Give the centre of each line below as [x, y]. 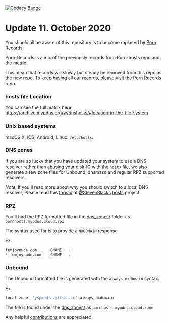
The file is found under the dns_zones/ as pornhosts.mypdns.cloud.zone [79, 308]
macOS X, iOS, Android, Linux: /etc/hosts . [49, 137]
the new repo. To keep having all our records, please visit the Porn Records [83, 78]
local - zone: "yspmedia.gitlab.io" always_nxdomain [60, 298]
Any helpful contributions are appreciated [48, 317]
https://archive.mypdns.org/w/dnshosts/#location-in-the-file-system [77, 113]
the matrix [16, 63]
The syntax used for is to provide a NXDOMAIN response [61, 231]
